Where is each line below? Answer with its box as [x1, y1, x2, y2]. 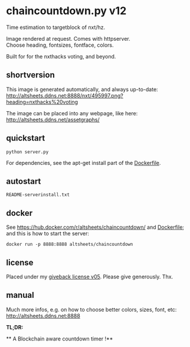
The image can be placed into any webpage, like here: [6, 109, 138, 116]
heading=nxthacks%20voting [6, 98, 78, 105]
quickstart [6, 133, 45, 143]
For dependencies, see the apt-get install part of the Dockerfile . [6, 159, 161, 166]
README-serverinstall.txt [6, 192, 70, 198]
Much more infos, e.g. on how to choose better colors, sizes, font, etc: [6, 306, 177, 313]
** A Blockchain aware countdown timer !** [6, 335, 113, 342]
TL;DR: [6, 323, 24, 330]
